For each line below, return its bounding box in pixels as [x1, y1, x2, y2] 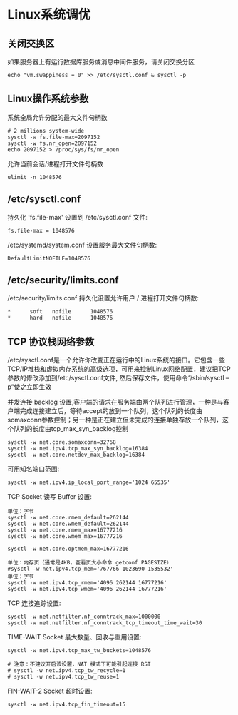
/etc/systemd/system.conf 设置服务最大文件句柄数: [7, 240, 157, 249]
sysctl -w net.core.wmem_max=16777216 [7, 533, 123, 540]
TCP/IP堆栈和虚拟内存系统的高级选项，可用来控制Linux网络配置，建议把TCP [7, 365, 231, 373]
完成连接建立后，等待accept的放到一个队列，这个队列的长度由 [19, 407, 203, 415]
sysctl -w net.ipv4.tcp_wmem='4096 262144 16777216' [7, 586, 167, 593]
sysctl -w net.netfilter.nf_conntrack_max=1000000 [7, 613, 161, 621]
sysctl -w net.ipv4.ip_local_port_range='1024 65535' [7, 479, 171, 486]
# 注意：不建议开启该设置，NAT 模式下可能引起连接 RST [7, 661, 151, 668]
